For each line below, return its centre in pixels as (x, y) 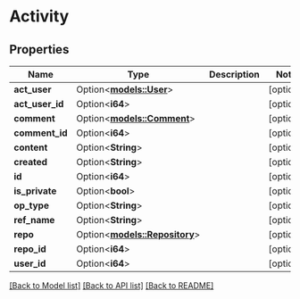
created (30, 162)
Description (234, 75)
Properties (39, 50)
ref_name (34, 220)
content (31, 147)
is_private (35, 191)
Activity (39, 17)
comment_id (41, 133)
